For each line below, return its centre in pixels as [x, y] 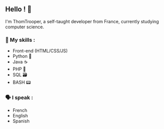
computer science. [25, 27]
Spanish [21, 121]
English [20, 116]
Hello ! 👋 [18, 9]
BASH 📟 [22, 82]
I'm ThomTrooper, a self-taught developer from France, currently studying [82, 21]
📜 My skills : [20, 40]
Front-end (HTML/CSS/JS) [40, 51]
